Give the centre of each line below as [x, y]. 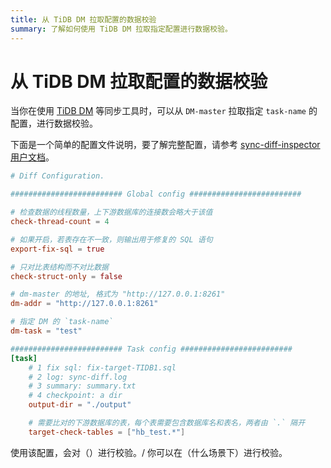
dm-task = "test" [46, 331]
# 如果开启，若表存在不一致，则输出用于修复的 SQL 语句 [111, 239]
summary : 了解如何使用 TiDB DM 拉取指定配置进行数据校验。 [121, 29]
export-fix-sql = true [57, 249]
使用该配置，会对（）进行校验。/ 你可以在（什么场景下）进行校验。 [149, 452]
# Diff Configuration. [57, 176]
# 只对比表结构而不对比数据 [60, 267]
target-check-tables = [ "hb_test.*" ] [107, 432]
